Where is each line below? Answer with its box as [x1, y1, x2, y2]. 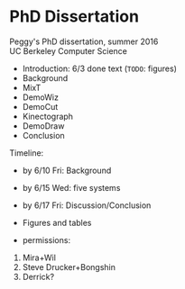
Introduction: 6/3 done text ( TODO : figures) [22, 63, 178, 74]
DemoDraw [22, 120, 65, 131]
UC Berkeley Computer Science [9, 45, 128, 56]
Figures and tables [22, 217, 92, 228]
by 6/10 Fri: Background [22, 165, 112, 176]
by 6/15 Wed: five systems [22, 182, 121, 193]
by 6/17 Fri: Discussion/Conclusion [22, 200, 152, 211]
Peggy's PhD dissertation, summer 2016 [9, 36, 159, 47]
